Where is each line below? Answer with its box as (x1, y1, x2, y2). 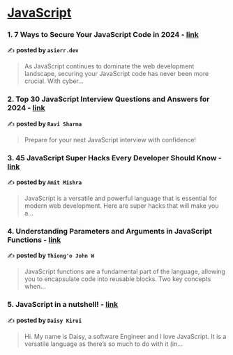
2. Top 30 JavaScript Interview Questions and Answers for (7, 94, 210, 104)
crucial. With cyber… (24, 77, 84, 85)
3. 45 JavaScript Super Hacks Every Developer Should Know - (7, 153, 222, 163)
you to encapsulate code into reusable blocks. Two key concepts (24, 275, 211, 283)
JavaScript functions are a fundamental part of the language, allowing (24, 267, 225, 276)
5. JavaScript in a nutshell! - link (7, 300, 119, 310)
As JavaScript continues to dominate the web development (24, 62, 195, 70)
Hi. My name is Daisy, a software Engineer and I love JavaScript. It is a (24, 332, 227, 340)
